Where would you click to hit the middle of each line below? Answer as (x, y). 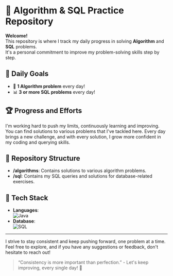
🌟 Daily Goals (27, 74)
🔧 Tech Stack (27, 198)
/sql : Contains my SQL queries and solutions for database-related (83, 176)
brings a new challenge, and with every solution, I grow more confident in (83, 136)
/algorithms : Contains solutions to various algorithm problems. (80, 171)
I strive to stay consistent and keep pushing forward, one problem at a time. (85, 242)
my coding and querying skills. (38, 142)
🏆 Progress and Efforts (44, 111)
